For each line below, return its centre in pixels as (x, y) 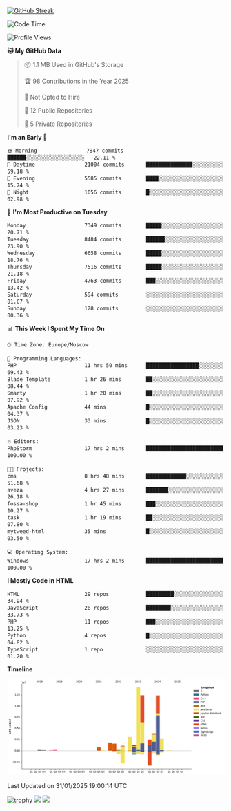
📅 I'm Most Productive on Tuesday (58, 212)
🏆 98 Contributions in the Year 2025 (77, 81)
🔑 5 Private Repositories (58, 124)
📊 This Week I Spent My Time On (56, 329)
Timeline (20, 669)
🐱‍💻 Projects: (26, 469)
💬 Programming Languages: (44, 359)
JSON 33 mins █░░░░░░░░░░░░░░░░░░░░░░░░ (115, 421)
